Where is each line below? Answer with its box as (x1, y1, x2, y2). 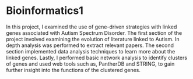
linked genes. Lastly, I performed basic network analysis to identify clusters (6, 54, 188, 61)
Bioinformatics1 (6, 4, 83, 17)
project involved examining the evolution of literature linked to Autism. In (6, 35, 180, 42)
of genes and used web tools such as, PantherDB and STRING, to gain (6, 60, 175, 67)
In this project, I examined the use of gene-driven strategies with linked (6, 23, 177, 30)
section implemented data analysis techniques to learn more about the (6, 48, 176, 55)
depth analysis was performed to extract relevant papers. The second (6, 42, 174, 49)
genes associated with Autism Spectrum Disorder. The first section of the (6, 29, 183, 36)
